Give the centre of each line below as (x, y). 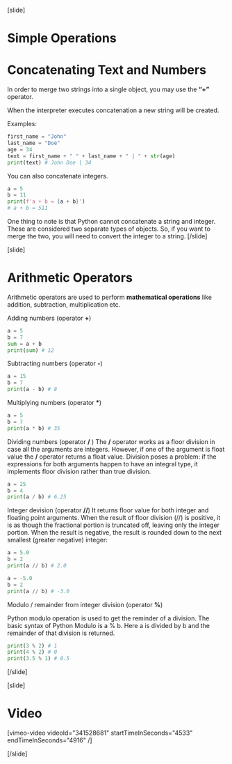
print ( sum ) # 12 (31, 350)
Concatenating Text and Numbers (107, 70)
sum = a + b (24, 344)
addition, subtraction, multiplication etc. (64, 304)
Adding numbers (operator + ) (49, 318)
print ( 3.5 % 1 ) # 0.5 (39, 659)
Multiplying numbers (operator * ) (55, 403)
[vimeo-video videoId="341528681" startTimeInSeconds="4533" (100, 733)
